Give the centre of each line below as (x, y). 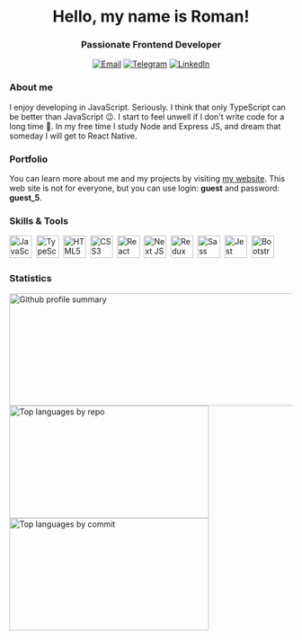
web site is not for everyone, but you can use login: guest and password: (145, 188)
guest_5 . (26, 198)
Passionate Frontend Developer (151, 45)
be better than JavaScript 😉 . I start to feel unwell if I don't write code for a (147, 116)
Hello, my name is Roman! (151, 17)
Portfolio (29, 159)
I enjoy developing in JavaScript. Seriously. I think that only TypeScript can (147, 107)
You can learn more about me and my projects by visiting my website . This (147, 179)
